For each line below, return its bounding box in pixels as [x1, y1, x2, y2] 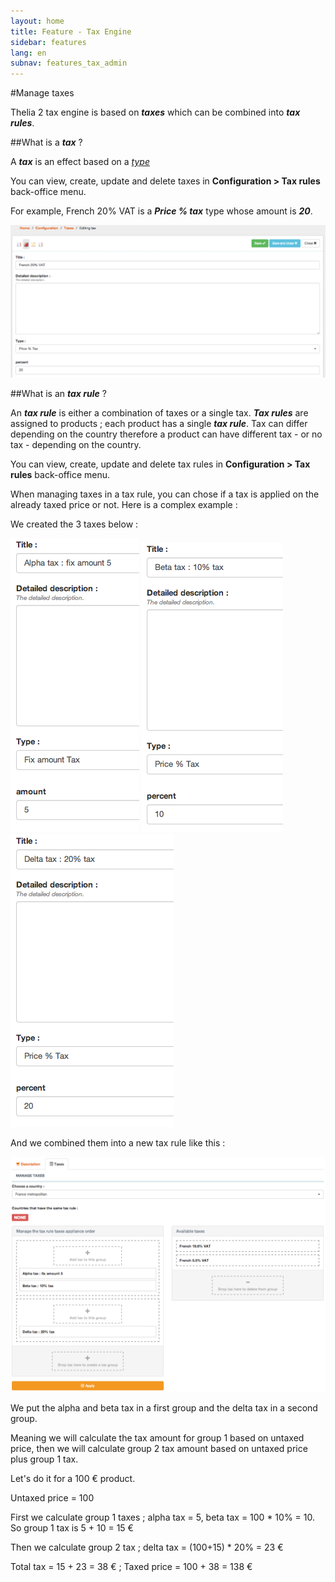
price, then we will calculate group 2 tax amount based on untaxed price [10, 1442, 308, 1454]
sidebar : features [10, 37, 87, 47]
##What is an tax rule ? [10, 388, 107, 400]
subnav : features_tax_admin [10, 58, 128, 69]
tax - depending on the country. [10, 439, 142, 451]
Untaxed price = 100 [10, 1491, 95, 1504]
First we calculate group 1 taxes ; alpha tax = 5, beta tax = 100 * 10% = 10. [10, 1511, 315, 1523]
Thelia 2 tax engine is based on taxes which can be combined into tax [10, 106, 301, 119]
